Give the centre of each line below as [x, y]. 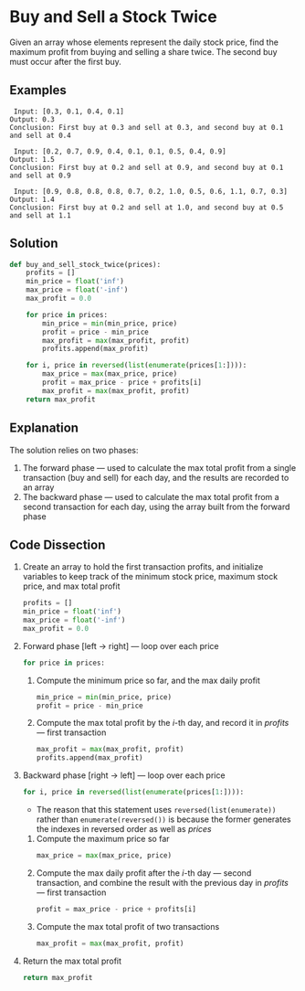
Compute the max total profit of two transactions [128, 926]
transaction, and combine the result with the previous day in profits [163, 882]
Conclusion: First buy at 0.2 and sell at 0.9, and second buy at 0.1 [147, 167]
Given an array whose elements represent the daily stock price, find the [144, 42]
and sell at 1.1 [40, 215]
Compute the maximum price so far [103, 839]
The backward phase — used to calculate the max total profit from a [151, 496]
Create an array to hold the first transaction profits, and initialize [143, 567]
